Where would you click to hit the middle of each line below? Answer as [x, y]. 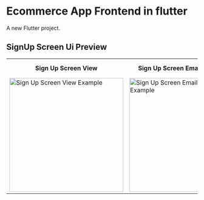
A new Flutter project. [33, 28]
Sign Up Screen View [66, 68]
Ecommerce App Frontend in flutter [97, 11]
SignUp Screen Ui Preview [57, 47]
